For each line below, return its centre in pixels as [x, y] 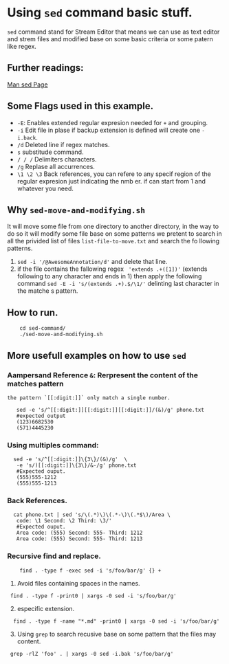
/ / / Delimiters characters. [57, 159]
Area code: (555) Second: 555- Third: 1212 [79, 533]
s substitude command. [50, 152]
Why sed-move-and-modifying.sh [76, 210]
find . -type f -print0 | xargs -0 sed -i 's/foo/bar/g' [93, 596]
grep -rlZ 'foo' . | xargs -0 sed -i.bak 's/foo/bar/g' [92, 654]
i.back [26, 138]
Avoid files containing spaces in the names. [78, 583]
